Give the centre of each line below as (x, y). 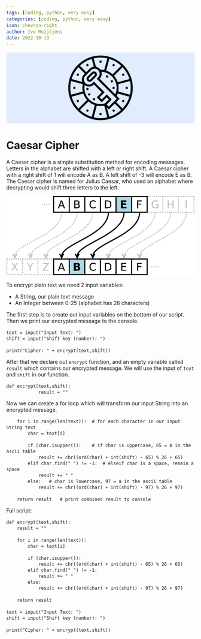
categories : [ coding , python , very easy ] (59, 19)
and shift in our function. (38, 375)
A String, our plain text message (54, 297)
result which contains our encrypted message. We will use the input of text (100, 368)
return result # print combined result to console (84, 500)
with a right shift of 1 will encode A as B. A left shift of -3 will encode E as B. (99, 175)
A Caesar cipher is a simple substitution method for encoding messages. (96, 162)
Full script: (19, 511)
